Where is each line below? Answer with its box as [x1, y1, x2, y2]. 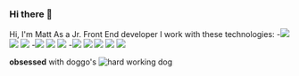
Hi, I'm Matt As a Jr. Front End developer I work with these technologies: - [9, 29, 281, 40]
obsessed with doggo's [9, 57, 96, 67]
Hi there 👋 [9, 8, 54, 20]
